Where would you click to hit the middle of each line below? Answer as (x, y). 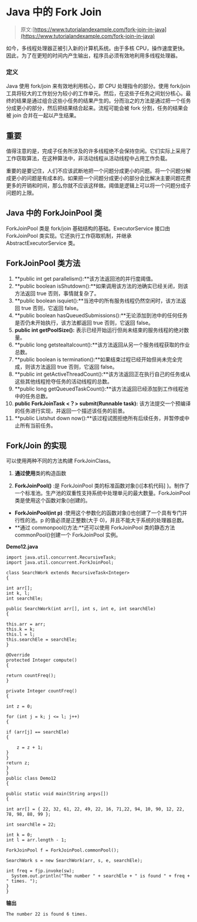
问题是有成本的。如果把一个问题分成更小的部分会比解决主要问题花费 (108, 178)
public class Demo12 (31, 779)
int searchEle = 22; (31, 825)
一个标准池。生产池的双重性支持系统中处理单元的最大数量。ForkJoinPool (102, 493)
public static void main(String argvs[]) (57, 794)
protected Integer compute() (42, 660)
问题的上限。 (21, 193)
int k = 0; (19, 835)
